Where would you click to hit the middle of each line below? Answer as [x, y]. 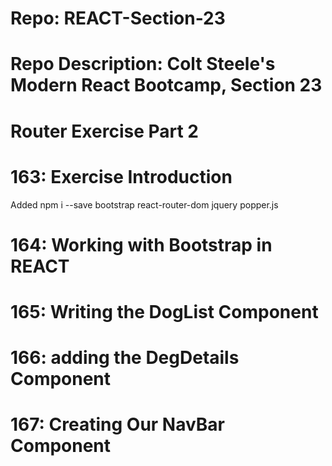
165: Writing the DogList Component [164, 311]
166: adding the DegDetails [125, 358]
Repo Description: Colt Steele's [143, 64]
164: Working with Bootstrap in [141, 244]
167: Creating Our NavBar [118, 424]
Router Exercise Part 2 [104, 131]
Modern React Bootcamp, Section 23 [166, 85]
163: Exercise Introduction [121, 176]
